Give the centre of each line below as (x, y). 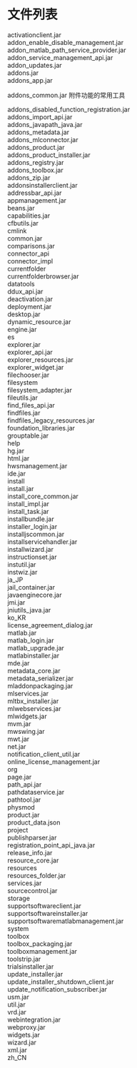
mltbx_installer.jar (33, 701)
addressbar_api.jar (35, 193)
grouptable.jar (28, 435)
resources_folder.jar (37, 875)
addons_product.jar (36, 147)
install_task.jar (28, 511)
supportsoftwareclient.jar (45, 906)
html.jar (19, 458)
